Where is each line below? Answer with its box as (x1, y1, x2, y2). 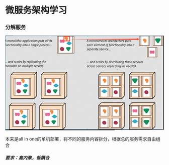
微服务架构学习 (5, 5, 67, 16)
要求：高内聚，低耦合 (5, 155, 49, 161)
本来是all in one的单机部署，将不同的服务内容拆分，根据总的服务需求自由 (5, 136, 156, 142)
